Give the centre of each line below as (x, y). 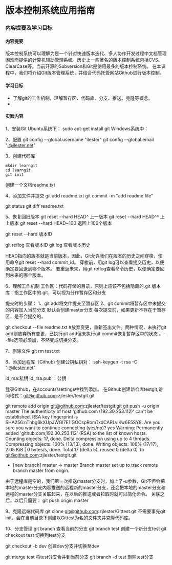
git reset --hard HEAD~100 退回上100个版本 (66, 223)
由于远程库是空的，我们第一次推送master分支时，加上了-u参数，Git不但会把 (85, 481)
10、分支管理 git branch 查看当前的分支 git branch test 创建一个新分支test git (86, 528)
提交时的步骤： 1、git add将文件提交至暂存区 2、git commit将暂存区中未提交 (85, 303)
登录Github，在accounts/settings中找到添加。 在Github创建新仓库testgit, (82, 389)
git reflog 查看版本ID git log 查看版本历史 (48, 245)
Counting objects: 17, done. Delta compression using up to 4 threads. (78, 439)
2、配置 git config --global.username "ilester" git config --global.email (80, 139)
